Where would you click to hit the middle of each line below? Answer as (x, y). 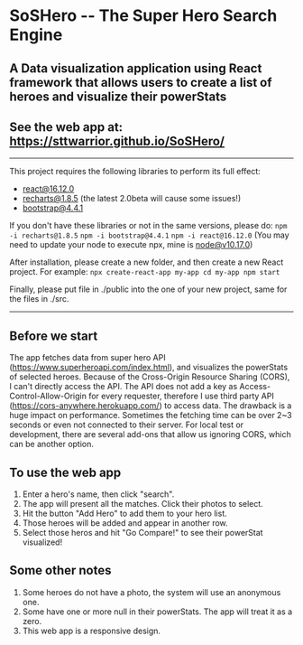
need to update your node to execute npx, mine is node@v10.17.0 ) (131, 245)
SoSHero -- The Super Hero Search (143, 16)
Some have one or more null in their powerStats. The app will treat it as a (157, 612)
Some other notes (60, 570)
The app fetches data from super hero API (87, 358)
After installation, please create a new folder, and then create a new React (147, 262)
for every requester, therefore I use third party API (182, 396)
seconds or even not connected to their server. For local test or (127, 425)
